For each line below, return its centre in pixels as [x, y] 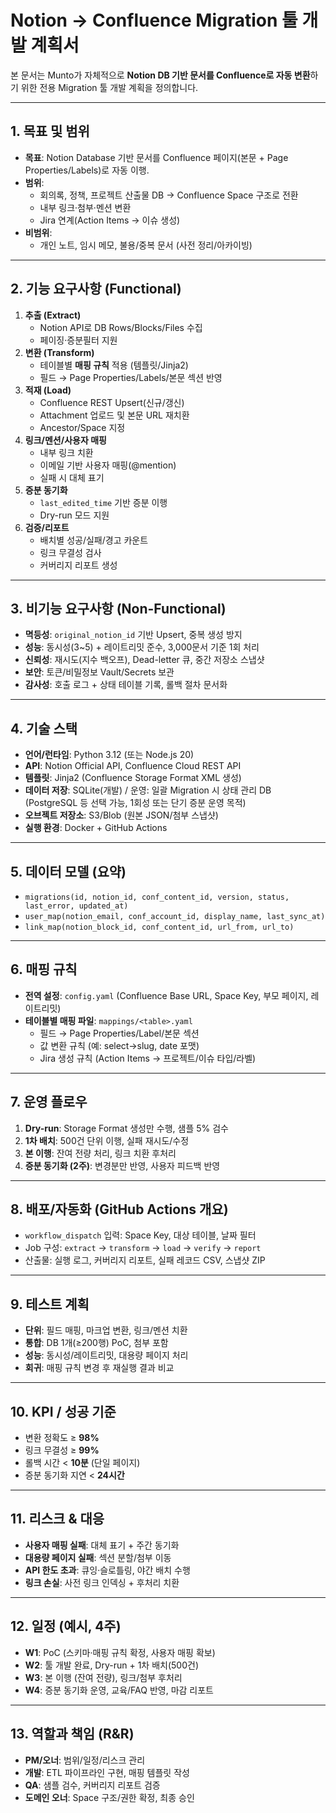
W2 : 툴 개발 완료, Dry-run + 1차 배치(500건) [112, 1665]
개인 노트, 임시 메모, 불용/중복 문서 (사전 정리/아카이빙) [146, 245]
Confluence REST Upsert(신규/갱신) [112, 402]
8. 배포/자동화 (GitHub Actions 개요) [119, 1209]
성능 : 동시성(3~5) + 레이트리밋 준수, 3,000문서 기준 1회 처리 [142, 647]
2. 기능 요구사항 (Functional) [96, 289]
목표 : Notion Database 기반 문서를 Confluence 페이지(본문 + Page [156, 157]
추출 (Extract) [53, 315]
